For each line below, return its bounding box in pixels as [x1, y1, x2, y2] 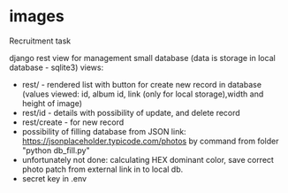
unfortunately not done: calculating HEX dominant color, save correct [21, 154, 274, 165]
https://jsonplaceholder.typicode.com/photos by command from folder [21, 135, 279, 146]
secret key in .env [21, 173, 87, 183]
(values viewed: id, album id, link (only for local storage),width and [21, 89, 264, 99]
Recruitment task [9, 35, 72, 46]
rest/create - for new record [21, 117, 125, 127]
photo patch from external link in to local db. [21, 164, 184, 174]
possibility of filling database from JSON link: [21, 126, 187, 136]
